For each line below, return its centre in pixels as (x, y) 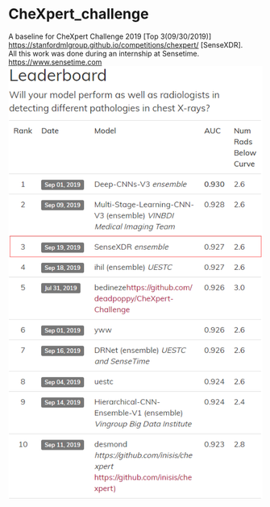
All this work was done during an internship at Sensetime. (104, 53)
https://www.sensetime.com (55, 62)
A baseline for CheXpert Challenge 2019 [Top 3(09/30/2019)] (110, 36)
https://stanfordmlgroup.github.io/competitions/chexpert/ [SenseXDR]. (126, 44)
